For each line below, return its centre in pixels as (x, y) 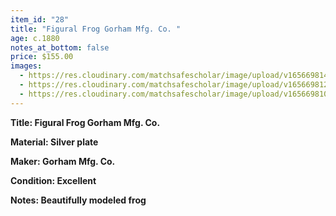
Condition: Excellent (53, 180)
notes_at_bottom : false (60, 47)
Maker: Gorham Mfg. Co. (63, 161)
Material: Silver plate (54, 142)
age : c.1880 (35, 38)
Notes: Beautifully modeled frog (78, 200)
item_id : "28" (40, 19)
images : (26, 66)
